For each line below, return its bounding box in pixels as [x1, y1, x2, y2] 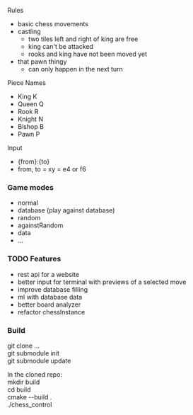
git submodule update [7, 356, 71, 365]
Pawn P [17, 130, 40, 138]
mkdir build [7, 377, 40, 386]
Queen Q [17, 100, 45, 108]
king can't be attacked [28, 42, 94, 50]
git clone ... [7, 341, 40, 350]
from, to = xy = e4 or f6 [17, 165, 86, 173]
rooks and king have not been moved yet [28, 50, 147, 58]
